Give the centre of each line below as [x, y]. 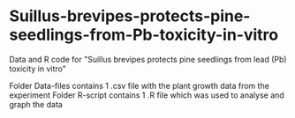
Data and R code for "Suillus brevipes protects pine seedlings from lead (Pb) [148, 59]
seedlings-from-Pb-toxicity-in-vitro [144, 35]
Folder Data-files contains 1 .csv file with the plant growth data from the [139, 85]
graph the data [36, 104]
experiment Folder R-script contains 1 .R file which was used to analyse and [147, 95]
